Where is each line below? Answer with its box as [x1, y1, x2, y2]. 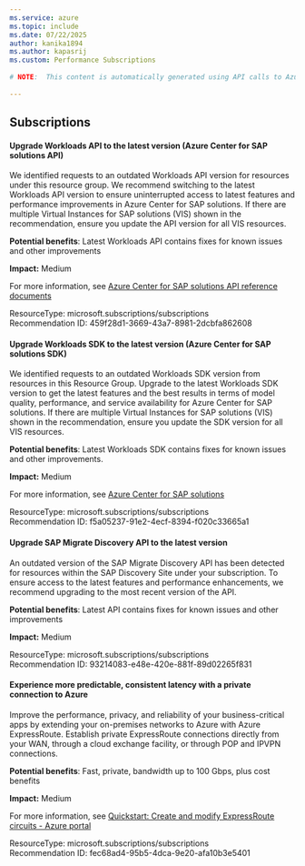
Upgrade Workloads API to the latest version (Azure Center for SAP [9, 140, 268, 151]
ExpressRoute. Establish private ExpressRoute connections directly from [9, 729, 280, 740]
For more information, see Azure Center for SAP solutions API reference [9, 281, 279, 292]
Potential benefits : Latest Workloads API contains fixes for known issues [9, 236, 283, 247]
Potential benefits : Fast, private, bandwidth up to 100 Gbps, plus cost [9, 765, 271, 776]
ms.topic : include [9, 22, 79, 31]
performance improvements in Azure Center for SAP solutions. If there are [9, 199, 287, 210]
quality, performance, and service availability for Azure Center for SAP [9, 398, 272, 408]
